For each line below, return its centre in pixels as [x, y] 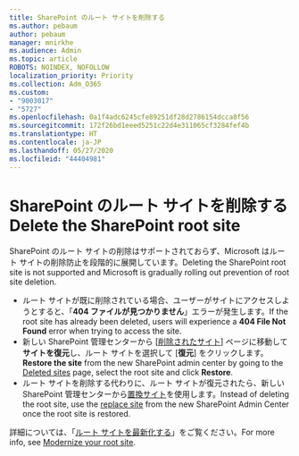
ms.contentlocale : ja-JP [55, 142]
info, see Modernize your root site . [73, 443]
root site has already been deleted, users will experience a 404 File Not [154, 322]
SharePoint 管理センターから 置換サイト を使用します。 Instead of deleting [156, 394]
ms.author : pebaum [43, 26]
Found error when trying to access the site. [102, 331]
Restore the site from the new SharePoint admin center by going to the [153, 363]
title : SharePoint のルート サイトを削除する [87, 17]
